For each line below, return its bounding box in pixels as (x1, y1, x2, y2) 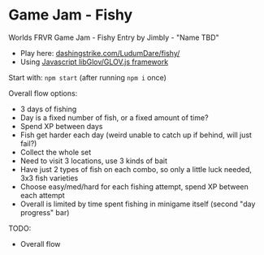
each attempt (19, 190, 65, 200)
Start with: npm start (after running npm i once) (8, 72, 167, 82)
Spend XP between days (19, 121, 103, 131)
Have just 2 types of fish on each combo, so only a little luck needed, (19, 164, 252, 174)
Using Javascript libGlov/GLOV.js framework (19, 57, 169, 67)
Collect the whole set (19, 147, 92, 157)
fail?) (19, 138, 37, 148)
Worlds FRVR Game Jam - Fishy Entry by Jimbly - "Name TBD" (8, 32, 219, 42)
